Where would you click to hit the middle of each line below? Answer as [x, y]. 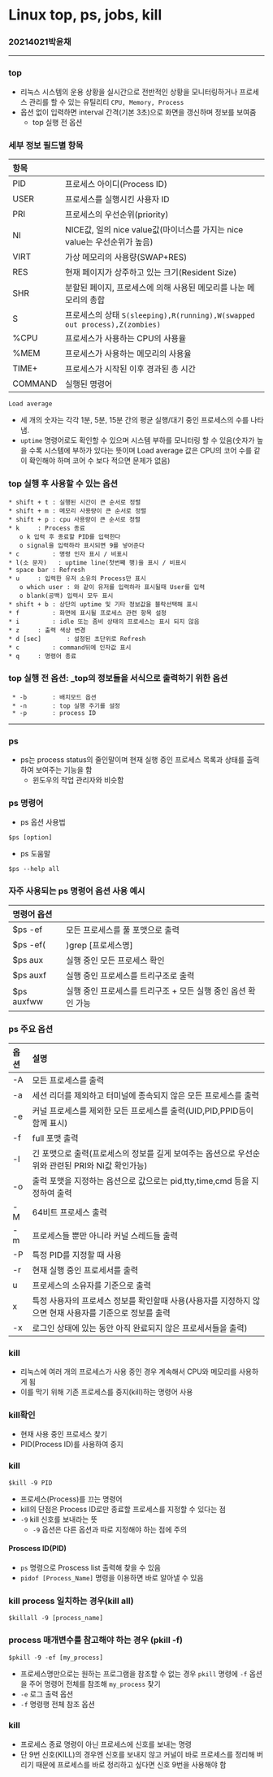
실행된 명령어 [89, 384]
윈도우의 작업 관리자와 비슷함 [78, 780]
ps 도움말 [35, 854]
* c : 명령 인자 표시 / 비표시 [68, 554]
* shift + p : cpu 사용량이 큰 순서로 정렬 [74, 520]
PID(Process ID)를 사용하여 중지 [71, 1445]
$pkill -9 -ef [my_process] [56, 1658]
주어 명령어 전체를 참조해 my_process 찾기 [95, 1684]
